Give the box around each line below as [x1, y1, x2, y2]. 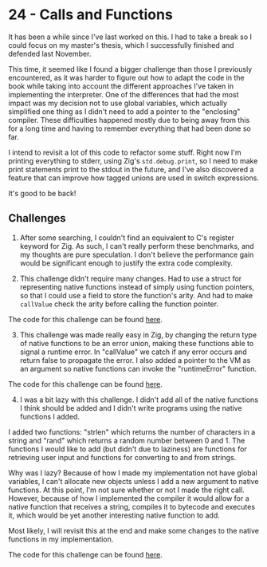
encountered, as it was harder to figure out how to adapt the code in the [8, 73, 245, 82]
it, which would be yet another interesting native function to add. [8, 510, 221, 520]
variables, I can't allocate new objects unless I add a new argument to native [8, 476, 259, 486]
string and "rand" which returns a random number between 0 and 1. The [8, 435, 245, 445]
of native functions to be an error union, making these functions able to [19, 338, 254, 348]
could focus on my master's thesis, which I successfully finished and [8, 40, 234, 49]
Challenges [8, 211, 66, 225]
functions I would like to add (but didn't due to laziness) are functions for [8, 444, 247, 454]
